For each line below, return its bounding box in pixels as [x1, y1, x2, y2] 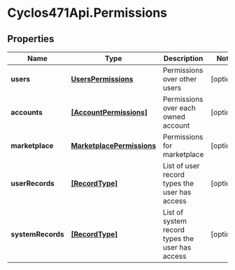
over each [162, 103, 196, 113]
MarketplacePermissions [71, 141, 156, 150]
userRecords [10, 179, 55, 188]
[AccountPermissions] [71, 107, 148, 117]
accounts [10, 107, 43, 117]
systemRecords [10, 229, 64, 239]
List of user [162, 161, 200, 170]
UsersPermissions [71, 74, 134, 83]
